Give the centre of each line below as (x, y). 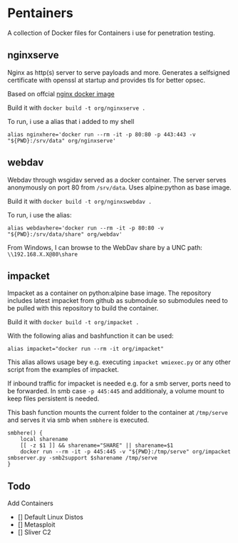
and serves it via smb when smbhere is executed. (78, 420)
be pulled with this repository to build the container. (83, 309)
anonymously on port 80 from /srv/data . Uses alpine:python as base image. (119, 187)
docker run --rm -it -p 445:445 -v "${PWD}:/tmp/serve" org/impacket (126, 452)
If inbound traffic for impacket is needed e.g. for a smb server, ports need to (119, 383)
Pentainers (40, 13)
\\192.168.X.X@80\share (43, 254)
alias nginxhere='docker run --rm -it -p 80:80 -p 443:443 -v (102, 134)
